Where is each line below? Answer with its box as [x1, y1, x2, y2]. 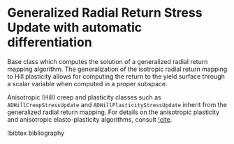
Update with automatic [7, 19, 142, 35]
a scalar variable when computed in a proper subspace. [7, 79, 168, 88]
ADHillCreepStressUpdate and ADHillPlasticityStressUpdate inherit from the [7, 100, 227, 109]
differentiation [7, 35, 92, 50]
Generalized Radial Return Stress [7, 5, 203, 21]
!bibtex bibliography [7, 129, 65, 137]
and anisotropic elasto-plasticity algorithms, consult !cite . [7, 115, 173, 123]
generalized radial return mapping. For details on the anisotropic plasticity [7, 108, 220, 116]
